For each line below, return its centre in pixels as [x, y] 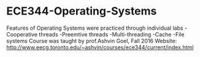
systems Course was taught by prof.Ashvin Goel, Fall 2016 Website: [92, 41]
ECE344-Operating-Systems [82, 11]
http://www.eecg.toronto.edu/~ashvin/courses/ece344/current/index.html [100, 47]
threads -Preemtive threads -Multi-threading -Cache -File [112, 34]
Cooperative [22, 34]
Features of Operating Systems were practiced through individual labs [95, 28]
